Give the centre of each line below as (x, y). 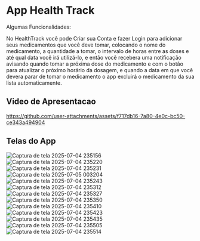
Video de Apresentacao (51, 102)
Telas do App (31, 141)
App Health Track (50, 10)
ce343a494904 (26, 122)
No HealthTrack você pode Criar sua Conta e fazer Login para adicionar (94, 38)
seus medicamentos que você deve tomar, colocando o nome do (86, 45)
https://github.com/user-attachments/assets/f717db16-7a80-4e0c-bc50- (96, 116)
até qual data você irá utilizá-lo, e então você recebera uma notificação (94, 57)
